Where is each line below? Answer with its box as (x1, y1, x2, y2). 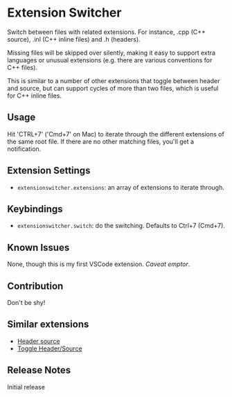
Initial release (7, 382, 45, 391)
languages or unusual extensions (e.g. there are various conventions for (7, 55, 213, 64)
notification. (7, 144, 42, 153)
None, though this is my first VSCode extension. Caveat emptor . (7, 260, 190, 268)
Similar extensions (7, 319, 89, 330)
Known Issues (7, 241, 70, 254)
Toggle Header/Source (17, 344, 82, 353)
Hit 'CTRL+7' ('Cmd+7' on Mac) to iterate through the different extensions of (7, 130, 225, 138)
